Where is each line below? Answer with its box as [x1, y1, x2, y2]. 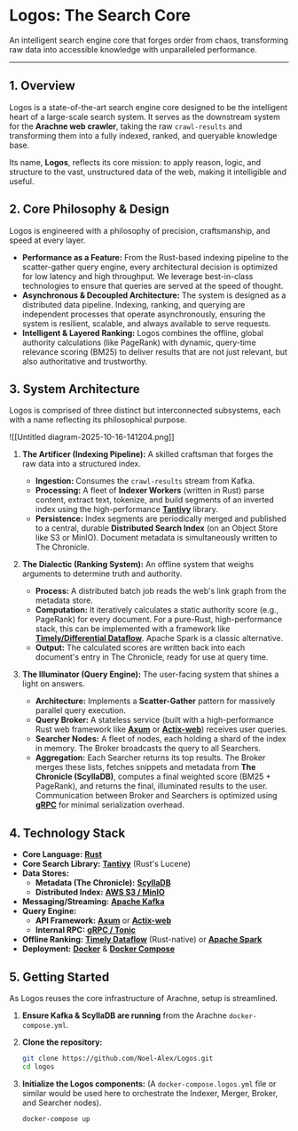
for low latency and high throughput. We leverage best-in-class [21, 270, 254, 281]
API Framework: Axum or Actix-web [35, 915, 171, 926]
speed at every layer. [9, 235, 86, 245]
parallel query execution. [35, 705, 127, 716]
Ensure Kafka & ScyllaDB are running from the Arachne [21, 1010, 228, 1021]
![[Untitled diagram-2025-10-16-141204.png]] [9, 432, 175, 443]
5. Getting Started [9, 969, 110, 984]
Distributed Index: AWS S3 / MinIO [35, 886, 166, 898]
